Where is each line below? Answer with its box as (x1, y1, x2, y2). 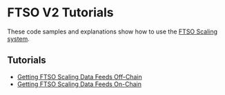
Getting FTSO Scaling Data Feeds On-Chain (17, 80, 142, 88)
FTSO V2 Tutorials (7, 5, 114, 21)
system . (7, 34, 30, 42)
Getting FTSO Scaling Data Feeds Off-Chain (17, 72, 143, 81)
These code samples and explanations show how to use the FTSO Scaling (7, 27, 218, 36)
